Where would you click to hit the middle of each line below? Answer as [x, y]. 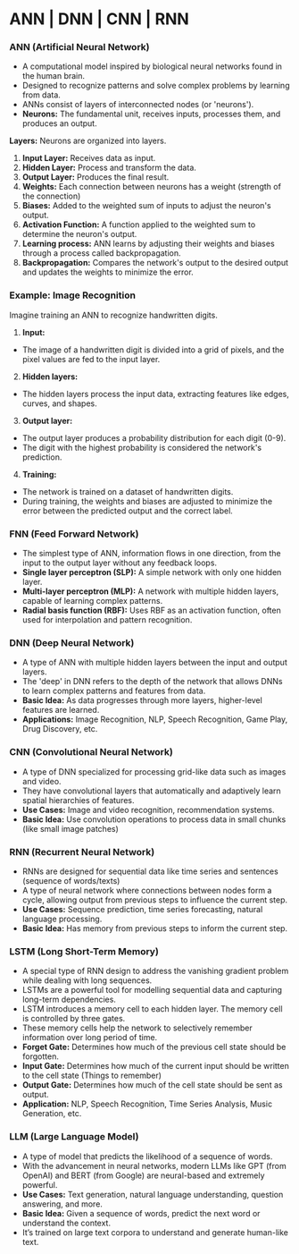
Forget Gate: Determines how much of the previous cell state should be [154, 1047]
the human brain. [54, 76]
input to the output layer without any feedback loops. [119, 563]
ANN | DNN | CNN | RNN [99, 19]
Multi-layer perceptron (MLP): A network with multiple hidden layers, [150, 591]
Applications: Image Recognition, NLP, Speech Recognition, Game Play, [155, 719]
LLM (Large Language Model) [74, 1137]
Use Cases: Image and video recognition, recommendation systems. [148, 809]
